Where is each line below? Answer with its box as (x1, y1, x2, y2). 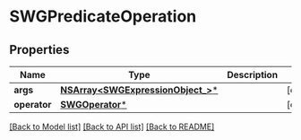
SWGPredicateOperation (9, 6, 197, 27)
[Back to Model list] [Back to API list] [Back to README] (9, 121, 215, 132)
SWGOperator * (60, 99, 127, 110)
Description (227, 69, 279, 81)
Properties (9, 42, 70, 57)
